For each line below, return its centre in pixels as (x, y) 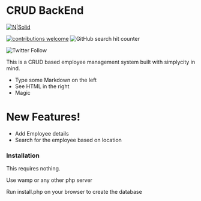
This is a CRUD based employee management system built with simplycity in (101, 62)
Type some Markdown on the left (56, 80)
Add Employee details (42, 133)
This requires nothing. (33, 169)
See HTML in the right (42, 86)
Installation (23, 155)
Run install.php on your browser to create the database (74, 192)
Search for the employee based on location (68, 140)
